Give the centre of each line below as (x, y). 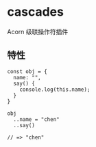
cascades (35, 12)
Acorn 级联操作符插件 (38, 31)
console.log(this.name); (55, 90)
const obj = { (27, 71)
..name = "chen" (36, 119)
